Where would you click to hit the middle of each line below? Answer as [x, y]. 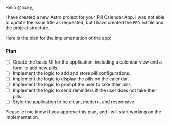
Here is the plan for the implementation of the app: [58, 38]
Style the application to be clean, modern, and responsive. [74, 102]
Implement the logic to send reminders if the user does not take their [85, 90]
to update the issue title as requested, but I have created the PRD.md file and [84, 23]
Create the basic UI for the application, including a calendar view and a [87, 62]
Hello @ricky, [19, 7]
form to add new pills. [35, 68]
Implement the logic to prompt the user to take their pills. [72, 85]
